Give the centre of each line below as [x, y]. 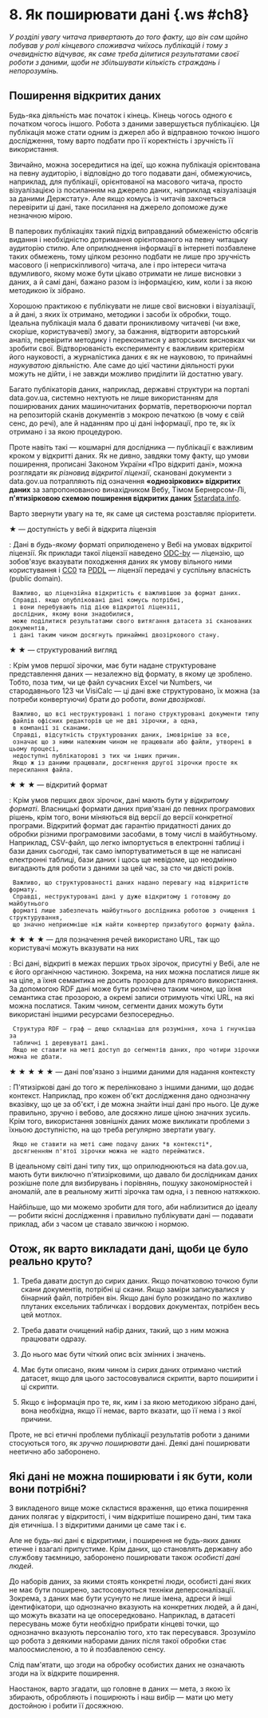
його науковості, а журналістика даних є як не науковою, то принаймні [131, 356]
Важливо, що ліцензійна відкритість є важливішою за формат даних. [127, 593]
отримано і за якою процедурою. [66, 431]
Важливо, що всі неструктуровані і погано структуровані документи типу [136, 714]
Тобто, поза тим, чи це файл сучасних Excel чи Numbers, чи [110, 682]
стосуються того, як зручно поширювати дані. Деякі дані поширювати [130, 1442]
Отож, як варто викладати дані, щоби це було [129, 1249]
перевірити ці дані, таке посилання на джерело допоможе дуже [118, 207]
